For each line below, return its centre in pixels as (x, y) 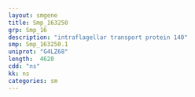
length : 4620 (31, 59)
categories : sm (33, 81)
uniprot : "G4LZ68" (38, 52)
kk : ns (19, 74)
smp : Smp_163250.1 (38, 45)
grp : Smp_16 (28, 30)
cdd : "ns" (24, 66)
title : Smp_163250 (38, 23)
